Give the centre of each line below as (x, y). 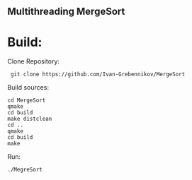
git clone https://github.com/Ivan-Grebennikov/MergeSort (98, 74)
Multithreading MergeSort (66, 12)
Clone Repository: (34, 61)
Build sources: (28, 88)
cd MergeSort (27, 101)
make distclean (30, 119)
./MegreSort (25, 170)
